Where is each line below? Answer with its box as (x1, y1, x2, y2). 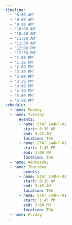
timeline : (5, 7, 26, 13)
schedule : (5, 103, 26, 108)
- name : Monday (10, 107, 42, 112)
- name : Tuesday (10, 112, 44, 118)
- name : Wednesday (10, 160, 49, 165)
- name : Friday (10, 212, 42, 217)
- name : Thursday (10, 164, 47, 169)
